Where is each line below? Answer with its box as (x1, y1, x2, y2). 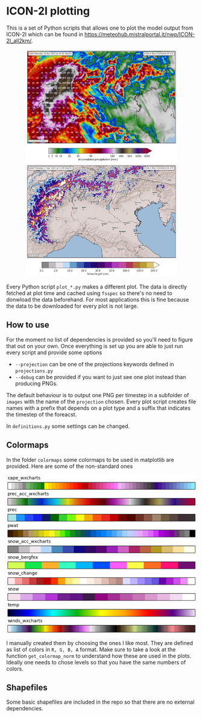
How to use (6, 320, 49, 330)
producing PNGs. (14, 380, 58, 387)
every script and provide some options (6, 349, 103, 356)
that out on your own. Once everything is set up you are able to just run (6, 342, 183, 349)
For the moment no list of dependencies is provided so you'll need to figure (6, 336, 193, 343)
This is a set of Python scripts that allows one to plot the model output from (6, 24, 194, 31)
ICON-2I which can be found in (6, 30, 83, 37)
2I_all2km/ (6, 37, 32, 44)
